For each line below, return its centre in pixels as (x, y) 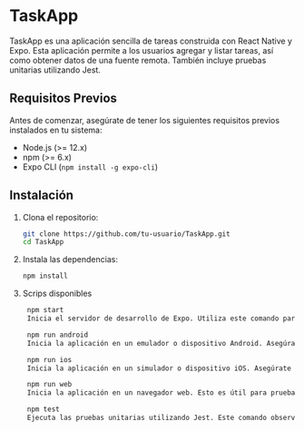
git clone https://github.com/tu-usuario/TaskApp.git (126, 234)
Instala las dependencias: (70, 260)
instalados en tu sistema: (56, 130)
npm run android (58, 335)
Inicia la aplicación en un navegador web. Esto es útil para (147, 393)
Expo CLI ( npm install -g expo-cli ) (90, 167)
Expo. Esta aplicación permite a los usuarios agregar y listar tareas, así (142, 50)
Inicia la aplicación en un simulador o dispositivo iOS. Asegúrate (159, 368)
